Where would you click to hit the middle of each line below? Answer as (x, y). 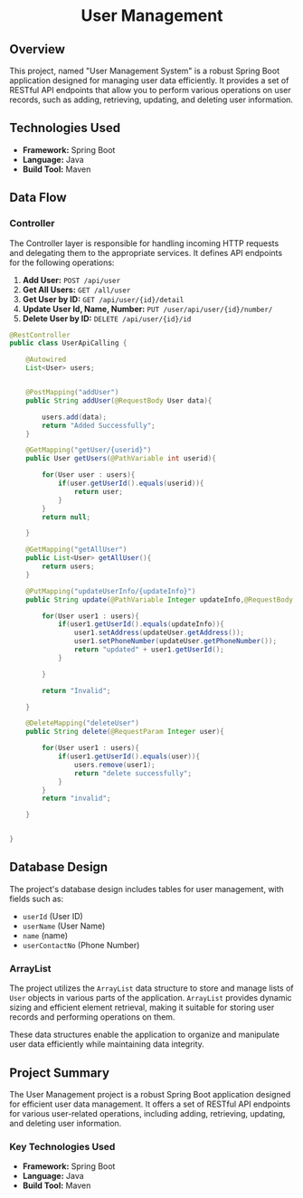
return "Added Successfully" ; (99, 425)
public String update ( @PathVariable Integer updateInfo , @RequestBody (160, 599)
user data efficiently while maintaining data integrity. (107, 1044)
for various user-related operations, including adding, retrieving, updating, (147, 1113)
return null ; (66, 517)
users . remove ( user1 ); (114, 765)
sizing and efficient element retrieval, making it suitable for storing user (142, 1008)
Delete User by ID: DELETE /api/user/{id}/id (107, 319)
